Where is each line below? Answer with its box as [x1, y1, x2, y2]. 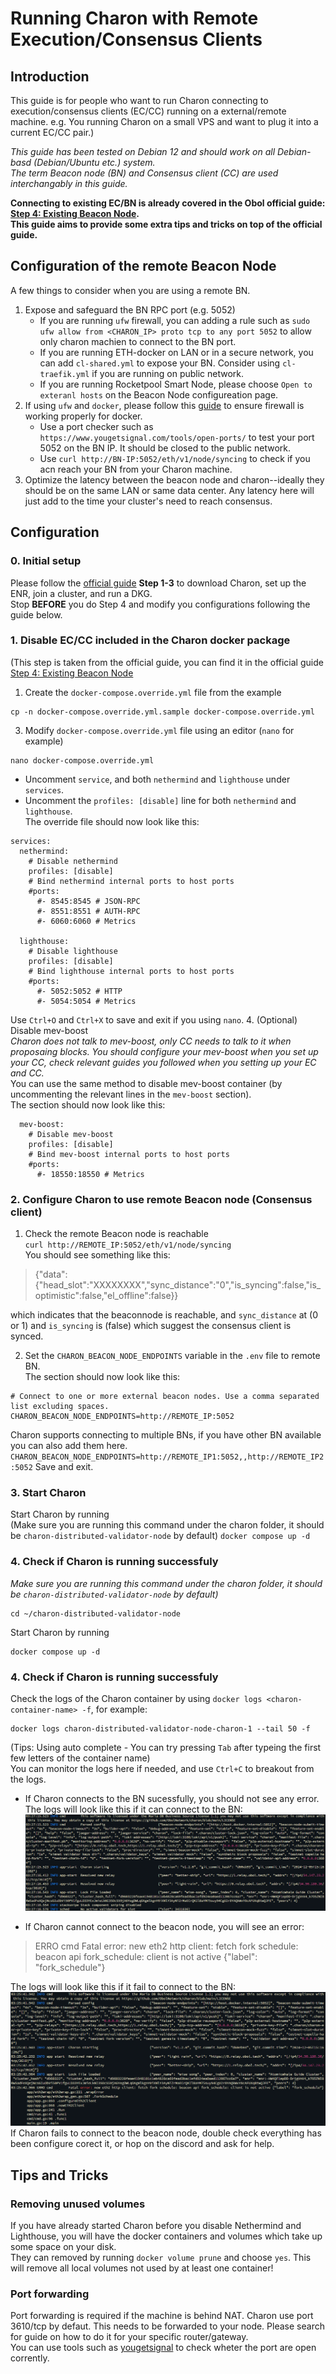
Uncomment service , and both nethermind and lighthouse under [24, 773, 291, 785]
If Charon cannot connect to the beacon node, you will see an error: [24, 1921, 305, 1933]
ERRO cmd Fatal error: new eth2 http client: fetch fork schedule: [34, 1940, 299, 1952]
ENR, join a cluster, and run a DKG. [10, 587, 153, 599]
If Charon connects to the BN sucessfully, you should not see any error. [24, 1792, 320, 1804]
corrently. [10, 2352, 50, 2364]
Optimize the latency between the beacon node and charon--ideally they [24, 473, 325, 486]
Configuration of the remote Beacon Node [10, 258, 277, 275]
